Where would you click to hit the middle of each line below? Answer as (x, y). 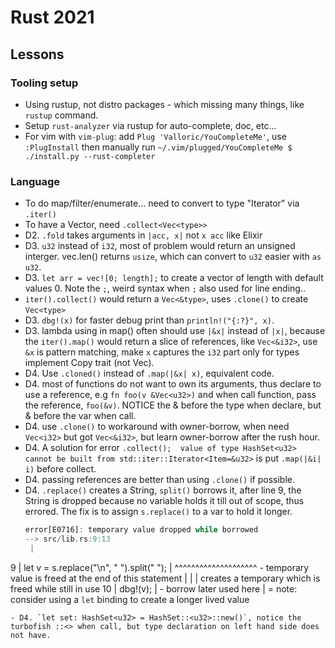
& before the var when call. (80, 416)
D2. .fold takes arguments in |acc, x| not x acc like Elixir (143, 235)
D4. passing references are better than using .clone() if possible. (160, 480)
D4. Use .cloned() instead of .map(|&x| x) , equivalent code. (149, 373)
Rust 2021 (52, 17)
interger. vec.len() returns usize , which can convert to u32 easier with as (173, 257)
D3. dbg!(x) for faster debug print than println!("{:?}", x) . (149, 320)
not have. (31, 635)
